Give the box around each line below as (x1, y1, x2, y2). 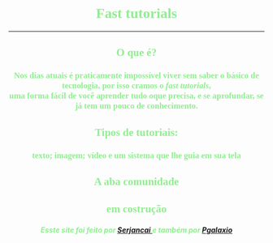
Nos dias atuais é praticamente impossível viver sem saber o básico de (13, 70, 260, 81)
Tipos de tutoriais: (94, 126, 179, 139)
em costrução (106, 202, 167, 215)
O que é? (116, 46, 157, 59)
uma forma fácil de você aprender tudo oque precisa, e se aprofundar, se (9, 91, 264, 101)
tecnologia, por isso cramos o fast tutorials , (62, 80, 211, 92)
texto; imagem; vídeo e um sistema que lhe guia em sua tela (32, 150, 241, 160)
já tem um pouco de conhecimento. (75, 100, 198, 112)
